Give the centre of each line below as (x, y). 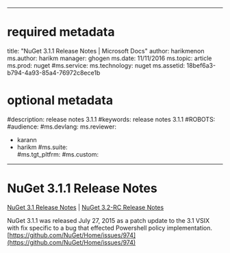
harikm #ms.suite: (42, 147)
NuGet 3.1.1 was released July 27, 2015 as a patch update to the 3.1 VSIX (108, 220)
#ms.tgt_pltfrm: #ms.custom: (58, 154)
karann (27, 139)
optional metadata (60, 101)
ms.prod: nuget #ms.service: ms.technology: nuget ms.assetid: (96, 65)
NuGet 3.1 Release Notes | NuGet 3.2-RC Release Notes (86, 207)
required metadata (61, 32)
